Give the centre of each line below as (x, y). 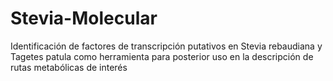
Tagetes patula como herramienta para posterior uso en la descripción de (162, 56)
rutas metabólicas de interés (69, 67)
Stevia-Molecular (84, 18)
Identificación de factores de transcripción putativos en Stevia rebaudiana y (166, 46)
